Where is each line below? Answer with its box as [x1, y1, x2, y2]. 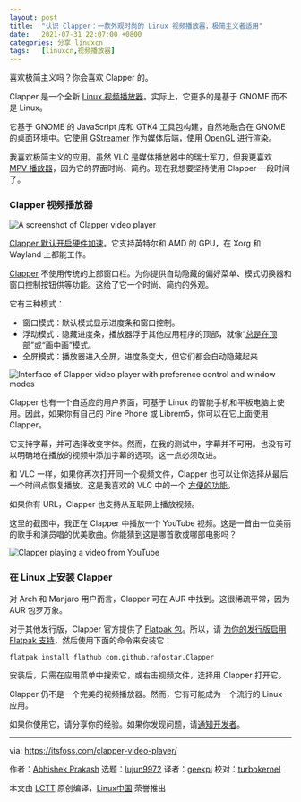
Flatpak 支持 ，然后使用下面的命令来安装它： [9, 634, 173, 645]
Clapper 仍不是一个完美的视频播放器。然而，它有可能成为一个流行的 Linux [9, 688, 283, 699]
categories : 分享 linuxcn [9, 38, 103, 47]
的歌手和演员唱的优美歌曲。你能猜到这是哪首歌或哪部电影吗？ [9, 530, 237, 540]
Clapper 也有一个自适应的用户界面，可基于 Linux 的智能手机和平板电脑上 [9, 397, 278, 408]
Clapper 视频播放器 [9, 199, 93, 211]
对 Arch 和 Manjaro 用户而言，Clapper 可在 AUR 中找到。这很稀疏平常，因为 [9, 593, 290, 604]
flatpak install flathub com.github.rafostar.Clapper [9, 652, 215, 661]
